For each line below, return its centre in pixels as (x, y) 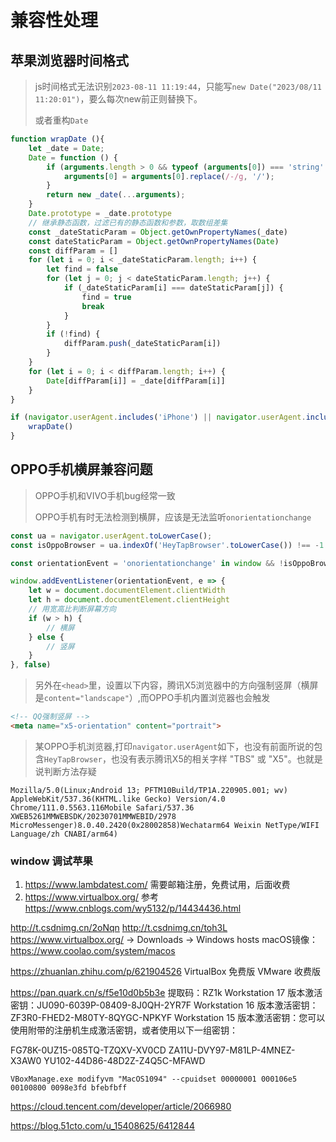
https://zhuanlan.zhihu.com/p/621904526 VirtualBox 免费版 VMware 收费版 (165, 972)
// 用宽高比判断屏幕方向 (72, 609)
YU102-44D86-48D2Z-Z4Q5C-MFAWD (124, 1061)
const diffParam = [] (73, 251)
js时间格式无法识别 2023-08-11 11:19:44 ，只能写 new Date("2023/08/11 (178, 86)
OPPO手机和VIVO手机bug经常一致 (105, 495)
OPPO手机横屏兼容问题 (81, 469)
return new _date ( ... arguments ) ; (116, 195)
